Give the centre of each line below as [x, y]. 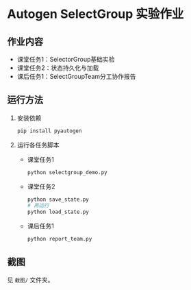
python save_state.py [58, 200]
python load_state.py [58, 212]
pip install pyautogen [49, 131]
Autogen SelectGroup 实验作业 [95, 14]
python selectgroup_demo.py [67, 172]
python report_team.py [60, 239]
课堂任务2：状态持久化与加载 [58, 68]
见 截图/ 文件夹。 [30, 280]
